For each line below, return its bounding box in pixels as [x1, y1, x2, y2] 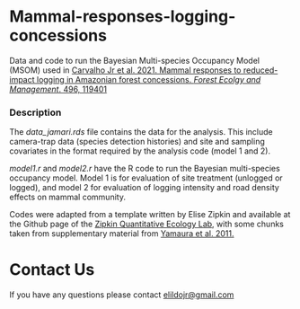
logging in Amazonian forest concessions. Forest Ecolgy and [36, 74, 261, 84]
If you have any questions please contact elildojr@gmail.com [9, 289, 234, 300]
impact [9, 74, 35, 84]
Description [9, 106, 62, 119]
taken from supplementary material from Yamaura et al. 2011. [9, 228, 235, 239]
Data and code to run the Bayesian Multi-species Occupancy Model [9, 55, 260, 66]
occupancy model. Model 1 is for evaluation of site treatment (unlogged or [9, 172, 283, 183]
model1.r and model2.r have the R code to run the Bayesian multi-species [9, 163, 280, 174]
